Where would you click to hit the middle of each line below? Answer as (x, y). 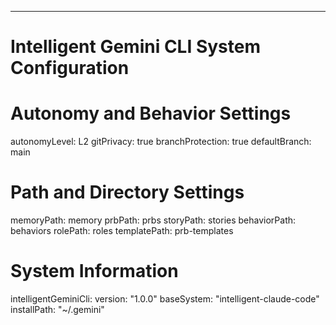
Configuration (70, 68)
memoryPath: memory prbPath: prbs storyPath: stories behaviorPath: (153, 220)
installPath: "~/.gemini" (57, 309)
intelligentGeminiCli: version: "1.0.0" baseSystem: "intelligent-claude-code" (165, 299)
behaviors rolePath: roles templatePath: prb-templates (122, 231)
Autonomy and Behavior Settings (151, 113)
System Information (94, 271)
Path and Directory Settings (127, 192)
